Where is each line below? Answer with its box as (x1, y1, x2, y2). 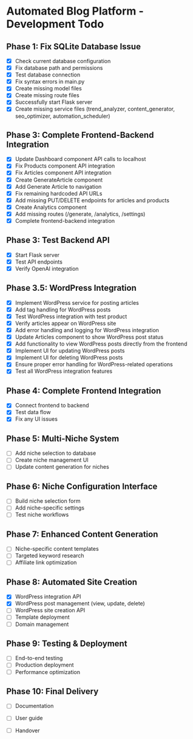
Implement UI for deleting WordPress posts (15, 354, 123, 361)
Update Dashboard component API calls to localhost (15, 155, 146, 163)
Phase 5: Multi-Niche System (6, 433, 120, 444)
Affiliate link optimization (15, 559, 77, 566)
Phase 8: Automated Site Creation (6, 577, 138, 587)
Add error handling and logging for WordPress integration (15, 327, 160, 333)
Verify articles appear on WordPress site (15, 319, 117, 327)
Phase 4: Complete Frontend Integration (6, 386, 161, 396)
